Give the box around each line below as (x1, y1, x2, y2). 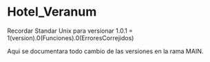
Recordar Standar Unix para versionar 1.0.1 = (7, 27, 133, 35)
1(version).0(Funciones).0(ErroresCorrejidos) (7, 33, 134, 42)
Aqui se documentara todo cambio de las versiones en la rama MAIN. (7, 47, 204, 55)
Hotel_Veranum (7, 4, 97, 20)
